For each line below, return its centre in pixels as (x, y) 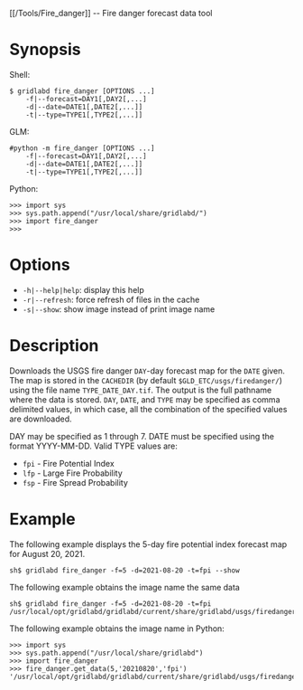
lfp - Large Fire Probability (73, 473)
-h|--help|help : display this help (83, 289)
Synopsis (45, 50)
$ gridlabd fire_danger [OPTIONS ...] (82, 91)
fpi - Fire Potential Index (68, 463)
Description (54, 346)
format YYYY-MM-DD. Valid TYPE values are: (94, 446)
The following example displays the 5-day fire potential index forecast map (148, 544)
